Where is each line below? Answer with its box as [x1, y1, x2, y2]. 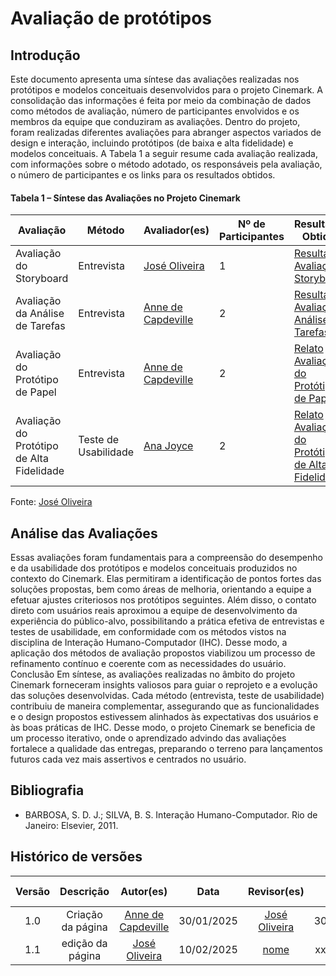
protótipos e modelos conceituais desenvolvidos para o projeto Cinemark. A [10, 84, 324, 96]
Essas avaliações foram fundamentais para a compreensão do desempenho [10, 552, 323, 564]
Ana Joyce [143, 439, 194, 453]
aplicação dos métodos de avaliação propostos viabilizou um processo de [10, 647, 316, 659]
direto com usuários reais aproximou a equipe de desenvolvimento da [10, 605, 298, 617]
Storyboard [15, 272, 69, 286]
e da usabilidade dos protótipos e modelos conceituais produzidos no [10, 562, 298, 574]
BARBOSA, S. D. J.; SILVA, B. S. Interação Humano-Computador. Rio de [24, 808, 318, 821]
